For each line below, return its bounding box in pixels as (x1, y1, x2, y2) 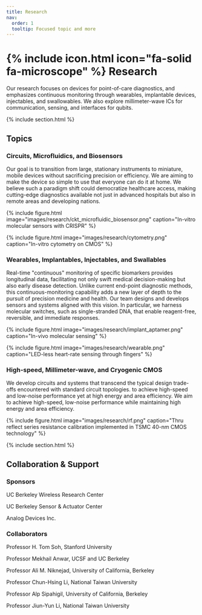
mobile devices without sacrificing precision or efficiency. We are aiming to (6, 171, 194, 179)
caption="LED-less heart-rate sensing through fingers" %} (6, 351, 152, 358)
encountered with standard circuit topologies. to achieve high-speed (17, 386, 189, 393)
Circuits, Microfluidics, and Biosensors (6, 151, 123, 160)
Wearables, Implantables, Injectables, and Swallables (6, 255, 166, 264)
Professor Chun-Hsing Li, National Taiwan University (6, 579, 138, 586)
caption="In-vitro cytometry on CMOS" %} (6, 240, 113, 247)
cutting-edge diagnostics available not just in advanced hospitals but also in (6, 191, 196, 198)
